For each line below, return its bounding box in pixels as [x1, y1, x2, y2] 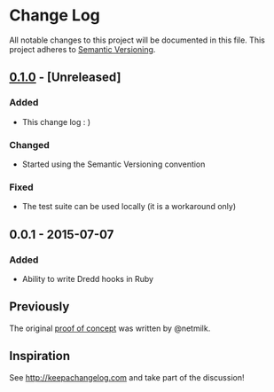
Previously [9, 299, 70, 315]
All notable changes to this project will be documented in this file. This [9, 35, 266, 45]
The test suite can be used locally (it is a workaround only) [21, 201, 237, 212]
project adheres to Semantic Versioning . [9, 43, 156, 54]
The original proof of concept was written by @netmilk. [9, 323, 211, 333]
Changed [9, 138, 51, 151]
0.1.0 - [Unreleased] [9, 70, 121, 85]
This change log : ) [21, 116, 91, 127]
